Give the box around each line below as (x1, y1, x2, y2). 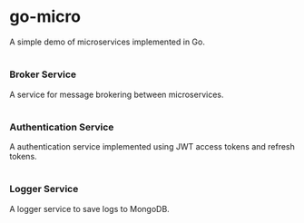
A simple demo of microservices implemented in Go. (9, 36, 206, 47)
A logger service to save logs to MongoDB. (9, 203, 170, 214)
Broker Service (9, 68, 77, 81)
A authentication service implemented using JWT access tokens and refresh (9, 141, 295, 152)
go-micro (9, 6, 82, 27)
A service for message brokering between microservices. (9, 89, 224, 100)
